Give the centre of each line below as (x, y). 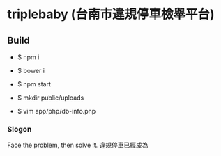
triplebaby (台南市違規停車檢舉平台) (111, 14)
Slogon (20, 129)
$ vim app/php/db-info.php (56, 111)
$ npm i (28, 57)
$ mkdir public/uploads (51, 97)
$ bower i (31, 71)
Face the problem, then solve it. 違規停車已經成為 (78, 145)
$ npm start (34, 84)
